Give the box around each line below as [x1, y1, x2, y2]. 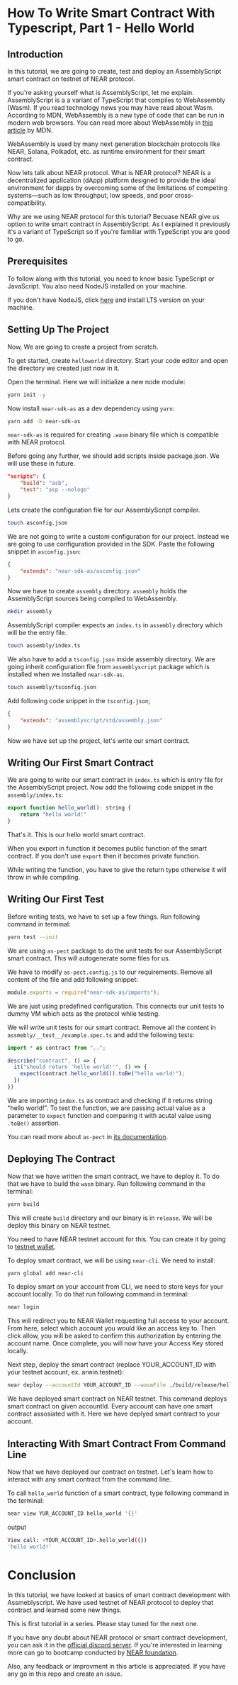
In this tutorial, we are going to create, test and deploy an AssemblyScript [7, 67, 222, 75]
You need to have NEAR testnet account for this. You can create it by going [7, 1235, 227, 1243]
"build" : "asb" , [20, 480, 69, 487]
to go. [7, 235, 25, 243]
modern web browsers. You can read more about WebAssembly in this [7, 118, 214, 127]
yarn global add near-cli [7, 1270, 84, 1277]
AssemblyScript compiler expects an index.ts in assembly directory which [7, 621, 223, 629]
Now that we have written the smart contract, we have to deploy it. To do [7, 1172, 220, 1180]
